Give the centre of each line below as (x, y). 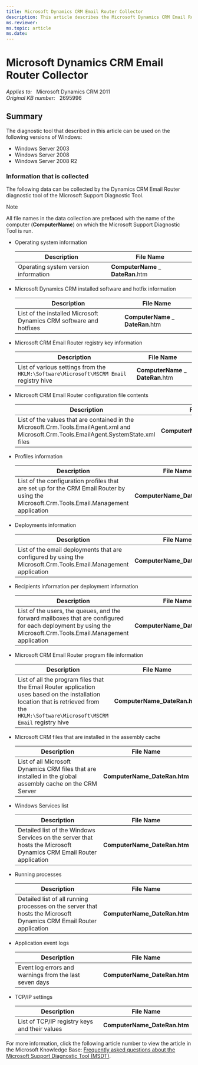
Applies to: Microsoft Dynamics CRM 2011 (58, 92)
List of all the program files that (61, 680)
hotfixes (29, 328)
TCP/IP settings (34, 997)
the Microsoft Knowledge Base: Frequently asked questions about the (91, 1050)
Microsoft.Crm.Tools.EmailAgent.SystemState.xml (86, 435)
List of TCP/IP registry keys (55, 1021)
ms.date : (17, 34)
